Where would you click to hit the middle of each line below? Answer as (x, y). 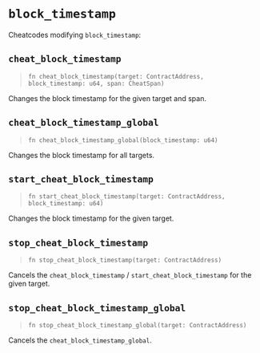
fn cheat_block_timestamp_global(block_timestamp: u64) (123, 140)
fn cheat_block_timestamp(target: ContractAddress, (116, 76)
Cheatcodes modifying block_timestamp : (75, 34)
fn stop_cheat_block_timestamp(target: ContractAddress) (125, 260)
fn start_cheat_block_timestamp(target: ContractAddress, (126, 197)
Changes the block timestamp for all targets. (81, 155)
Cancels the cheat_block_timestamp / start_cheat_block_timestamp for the (130, 275)
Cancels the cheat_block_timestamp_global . (80, 340)
